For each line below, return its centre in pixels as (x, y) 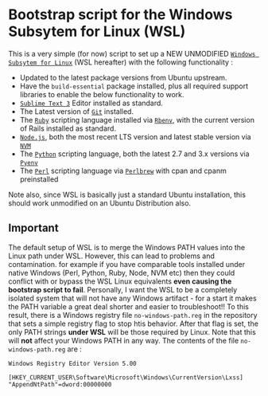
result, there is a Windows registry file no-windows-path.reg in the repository (133, 315)
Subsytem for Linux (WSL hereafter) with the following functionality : (120, 62)
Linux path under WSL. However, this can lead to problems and (111, 256)
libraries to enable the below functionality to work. (102, 94)
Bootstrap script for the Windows (120, 15)
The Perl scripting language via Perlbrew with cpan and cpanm (123, 171)
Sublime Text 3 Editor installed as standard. (91, 103)
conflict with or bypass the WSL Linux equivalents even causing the (120, 281)
